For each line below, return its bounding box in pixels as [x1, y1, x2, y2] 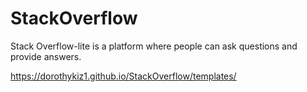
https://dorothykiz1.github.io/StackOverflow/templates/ [10, 70, 237, 82]
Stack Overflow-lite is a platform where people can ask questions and [10, 40, 298, 52]
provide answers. [10, 50, 82, 62]
